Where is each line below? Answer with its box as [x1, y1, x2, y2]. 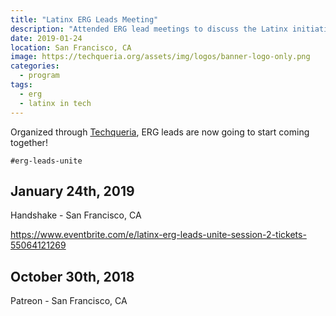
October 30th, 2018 [10, 268, 135, 285]
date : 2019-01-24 [10, 33, 83, 43]
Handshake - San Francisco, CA [10, 209, 142, 221]
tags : [10, 80, 33, 90]
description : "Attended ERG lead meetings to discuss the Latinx [10, 24, 288, 34]
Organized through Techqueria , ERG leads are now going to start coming [10, 126, 310, 138]
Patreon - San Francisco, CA [10, 295, 128, 307]
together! [10, 136, 48, 148]
